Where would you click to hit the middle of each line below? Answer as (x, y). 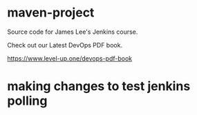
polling (27, 101)
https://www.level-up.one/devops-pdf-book (70, 58)
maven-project (51, 13)
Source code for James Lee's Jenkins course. (73, 32)
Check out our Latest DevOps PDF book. (65, 45)
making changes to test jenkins (99, 86)
